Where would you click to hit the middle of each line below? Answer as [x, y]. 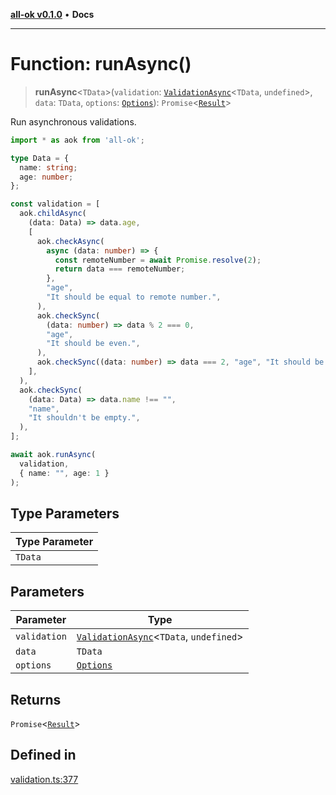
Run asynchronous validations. [73, 121]
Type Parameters [65, 513]
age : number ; [46, 177]
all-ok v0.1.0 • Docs [52, 14]
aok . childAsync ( [53, 214]
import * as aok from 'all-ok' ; [77, 140]
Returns [36, 699]
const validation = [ [55, 204]
